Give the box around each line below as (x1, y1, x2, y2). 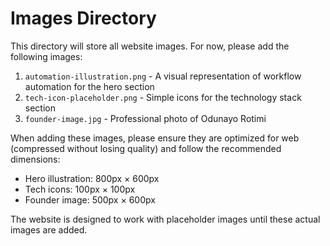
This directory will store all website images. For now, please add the (10, 40, 290, 52)
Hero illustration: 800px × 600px (24, 172, 160, 184)
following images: (10, 50, 83, 62)
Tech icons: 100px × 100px (24, 183, 136, 195)
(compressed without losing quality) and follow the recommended (10, 142, 282, 154)
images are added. (10, 223, 88, 236)
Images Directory (10, 7, 157, 30)
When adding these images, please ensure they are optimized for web (10, 132, 300, 144)
